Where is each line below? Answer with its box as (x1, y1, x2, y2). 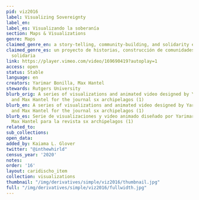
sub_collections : (6, 130, 49, 136)
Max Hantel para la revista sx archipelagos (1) (11, 119, 134, 125)
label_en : (6, 20, 31, 25)
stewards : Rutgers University (6, 86, 81, 92)
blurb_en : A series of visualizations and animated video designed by (6, 102, 184, 108)
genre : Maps (6, 36, 36, 42)
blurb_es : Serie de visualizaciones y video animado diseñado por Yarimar (6, 113, 195, 119)
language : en (6, 75, 38, 80)
